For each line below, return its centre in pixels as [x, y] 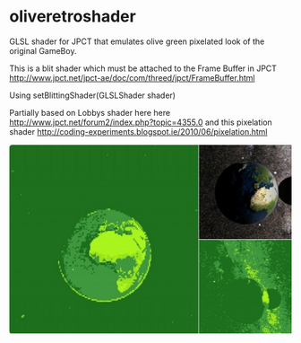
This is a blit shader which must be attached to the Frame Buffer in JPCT [143, 68]
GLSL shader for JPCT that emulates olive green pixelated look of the [137, 41]
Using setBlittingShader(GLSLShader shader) [93, 95]
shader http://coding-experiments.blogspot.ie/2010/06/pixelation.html [138, 131]
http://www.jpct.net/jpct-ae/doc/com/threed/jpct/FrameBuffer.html [132, 77]
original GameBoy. [43, 50]
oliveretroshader [73, 17]
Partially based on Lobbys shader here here [90, 112]
